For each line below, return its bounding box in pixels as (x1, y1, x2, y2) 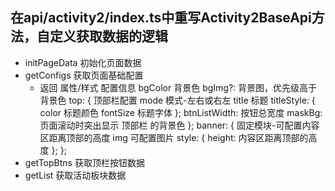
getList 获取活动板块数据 (24, 169, 127, 181)
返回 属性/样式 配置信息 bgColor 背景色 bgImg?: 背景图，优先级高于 (39, 81, 318, 93)
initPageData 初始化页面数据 (24, 56, 142, 68)
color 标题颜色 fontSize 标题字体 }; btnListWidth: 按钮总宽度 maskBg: (39, 106, 323, 118)
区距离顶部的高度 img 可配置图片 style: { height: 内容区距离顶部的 (39, 131, 309, 143)
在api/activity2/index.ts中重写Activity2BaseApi (10, 9, 312, 27)
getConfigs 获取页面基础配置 (24, 69, 144, 81)
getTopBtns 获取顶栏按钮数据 (24, 156, 145, 168)
